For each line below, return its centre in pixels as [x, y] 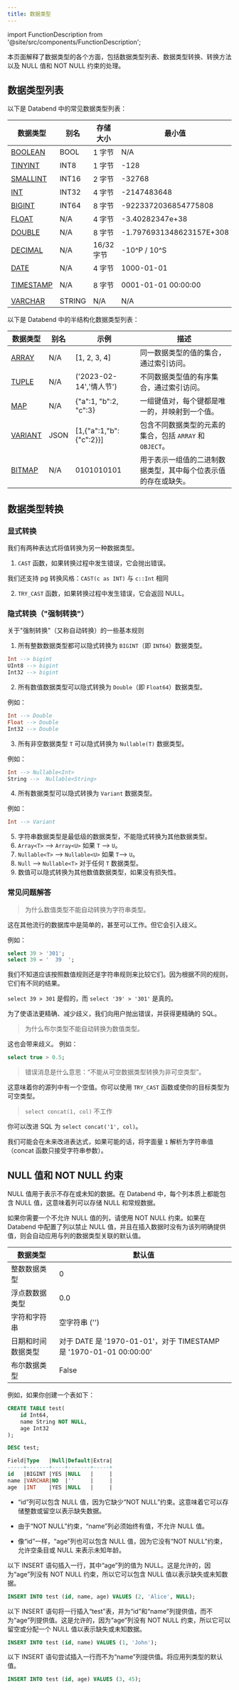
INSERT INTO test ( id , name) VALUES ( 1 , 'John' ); [83, 1642]
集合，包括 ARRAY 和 [172, 436]
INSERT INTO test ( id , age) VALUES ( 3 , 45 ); [74, 1679]
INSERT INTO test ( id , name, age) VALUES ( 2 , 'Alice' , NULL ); [101, 1597]
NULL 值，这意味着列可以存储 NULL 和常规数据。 [87, 1203]
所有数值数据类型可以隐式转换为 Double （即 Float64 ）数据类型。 [112, 687]
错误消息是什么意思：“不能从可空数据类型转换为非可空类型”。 [115, 1072]
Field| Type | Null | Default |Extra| [60, 1461]
